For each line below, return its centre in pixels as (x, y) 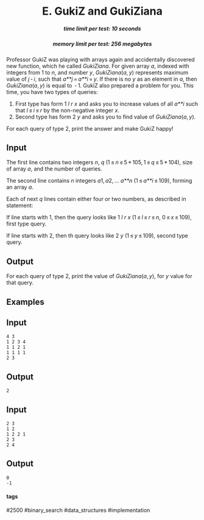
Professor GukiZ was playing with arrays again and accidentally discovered (100, 59)
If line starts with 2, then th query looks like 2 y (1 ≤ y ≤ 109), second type (97, 236)
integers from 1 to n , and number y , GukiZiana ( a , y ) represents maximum (97, 72)
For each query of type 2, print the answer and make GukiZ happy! (90, 128)
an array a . (20, 187)
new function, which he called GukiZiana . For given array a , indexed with (98, 66)
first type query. (26, 224)
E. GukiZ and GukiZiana (102, 11)
